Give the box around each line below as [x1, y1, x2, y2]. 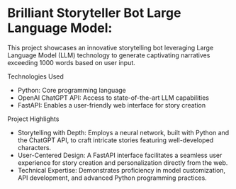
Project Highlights [7, 115, 60, 123]
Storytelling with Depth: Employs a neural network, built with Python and [17, 128, 230, 137]
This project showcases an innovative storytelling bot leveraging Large [7, 43, 214, 52]
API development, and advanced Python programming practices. [17, 173, 207, 182]
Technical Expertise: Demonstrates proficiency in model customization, [17, 166, 225, 174]
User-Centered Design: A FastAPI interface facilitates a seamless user [17, 151, 223, 159]
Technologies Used [7, 72, 64, 81]
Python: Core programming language [17, 86, 126, 94]
